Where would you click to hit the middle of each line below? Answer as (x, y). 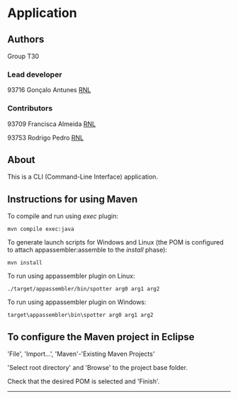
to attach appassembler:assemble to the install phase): (87, 250)
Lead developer (35, 74)
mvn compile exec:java (41, 229)
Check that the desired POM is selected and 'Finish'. (84, 381)
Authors (26, 39)
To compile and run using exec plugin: (63, 216)
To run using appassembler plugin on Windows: (77, 302)
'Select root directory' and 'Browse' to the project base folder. (97, 368)
